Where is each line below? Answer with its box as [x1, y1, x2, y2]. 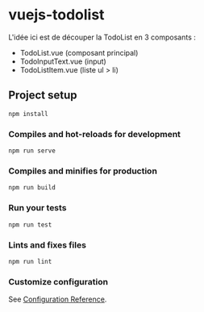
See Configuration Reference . [8, 294, 107, 304]
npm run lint [8, 257, 52, 265]
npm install [8, 110, 48, 118]
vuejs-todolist [8, 6, 105, 24]
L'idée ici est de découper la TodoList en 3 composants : [8, 32, 196, 42]
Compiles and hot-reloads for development [8, 128, 181, 139]
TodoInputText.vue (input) [19, 56, 106, 66]
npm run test [8, 220, 52, 229]
